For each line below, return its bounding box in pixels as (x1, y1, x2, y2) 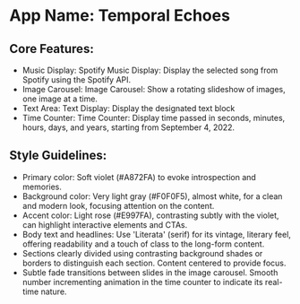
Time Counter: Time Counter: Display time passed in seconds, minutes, (21, 113, 286, 123)
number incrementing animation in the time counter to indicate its (21, 276, 263, 287)
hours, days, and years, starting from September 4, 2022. (21, 122, 236, 133)
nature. (40, 286, 67, 297)
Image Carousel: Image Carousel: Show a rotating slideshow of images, (21, 84, 286, 94)
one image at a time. (21, 93, 99, 104)
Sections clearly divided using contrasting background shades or (21, 248, 263, 258)
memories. (21, 181, 63, 192)
